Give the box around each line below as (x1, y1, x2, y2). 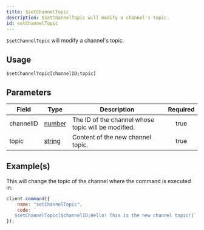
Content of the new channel (72, 133, 152, 141)
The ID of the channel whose (72, 116, 155, 124)
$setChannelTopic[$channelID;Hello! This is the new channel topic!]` (14, 212, 197, 219)
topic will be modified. (72, 123, 135, 131)
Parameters (6, 87, 52, 97)
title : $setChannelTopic (6, 9, 69, 15)
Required (168, 105, 195, 113)
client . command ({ (6, 195, 50, 201)
